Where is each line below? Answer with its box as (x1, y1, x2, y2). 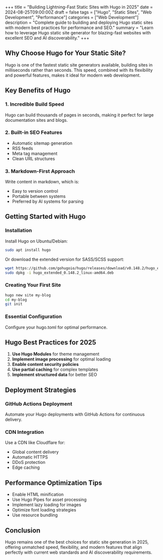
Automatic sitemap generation (12, 140, 73, 146)
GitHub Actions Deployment (5, 400, 73, 407)
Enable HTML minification (12, 492, 64, 497)
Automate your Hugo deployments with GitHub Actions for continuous (5, 412, 145, 417)
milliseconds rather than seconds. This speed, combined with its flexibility (5, 67, 153, 73)
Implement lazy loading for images (12, 502, 81, 508)
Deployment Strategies (5, 386, 77, 394)
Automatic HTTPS (12, 454, 49, 460)
